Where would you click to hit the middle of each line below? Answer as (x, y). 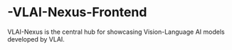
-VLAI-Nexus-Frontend (77, 12)
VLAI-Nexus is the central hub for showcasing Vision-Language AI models (116, 32)
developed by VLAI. (36, 39)
